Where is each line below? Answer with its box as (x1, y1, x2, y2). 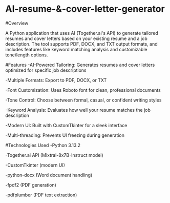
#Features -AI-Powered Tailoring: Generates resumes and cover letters (5, 62, 155, 68)
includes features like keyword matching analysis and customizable (5, 46, 147, 52)
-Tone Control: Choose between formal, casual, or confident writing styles (5, 97, 162, 103)
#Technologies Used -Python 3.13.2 (5, 142, 81, 148)
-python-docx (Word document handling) (5, 172, 93, 178)
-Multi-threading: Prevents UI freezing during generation (5, 132, 124, 138)
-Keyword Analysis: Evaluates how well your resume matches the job (5, 107, 151, 113)
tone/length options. (5, 52, 48, 58)
